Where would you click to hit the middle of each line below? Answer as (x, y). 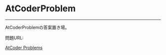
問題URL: (14, 38)
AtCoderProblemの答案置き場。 (37, 27)
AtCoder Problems (24, 48)
